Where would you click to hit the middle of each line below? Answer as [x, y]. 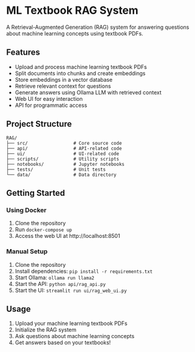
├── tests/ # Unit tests [56, 169]
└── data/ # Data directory [61, 175]
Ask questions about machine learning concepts [75, 336]
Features [23, 53]
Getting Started [36, 193]
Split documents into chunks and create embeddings [80, 73]
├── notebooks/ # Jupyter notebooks [65, 164]
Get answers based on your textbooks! [63, 342]
